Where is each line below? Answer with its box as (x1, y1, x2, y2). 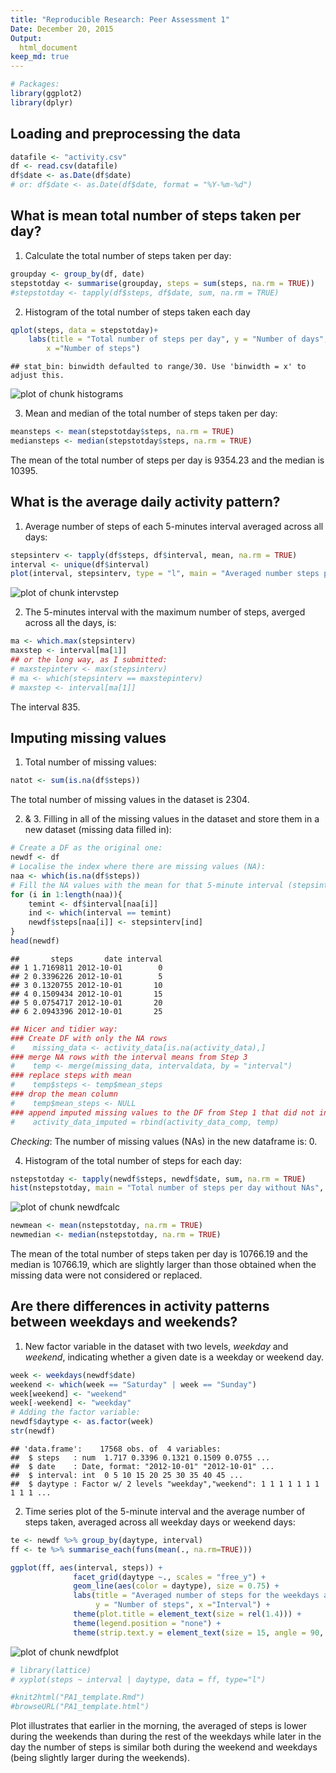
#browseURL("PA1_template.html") (10, 1702, 150, 1712)
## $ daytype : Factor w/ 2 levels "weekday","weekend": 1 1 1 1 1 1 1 (10, 1479, 320, 1489)
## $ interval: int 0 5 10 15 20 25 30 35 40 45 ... (10, 1470, 244, 1480)
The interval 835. (10, 701, 81, 713)
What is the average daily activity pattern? (10, 494, 281, 511)
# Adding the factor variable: (10, 1407, 141, 1418)
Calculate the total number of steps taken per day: (24, 249, 232, 261)
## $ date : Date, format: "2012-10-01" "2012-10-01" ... (10, 1461, 275, 1471)
